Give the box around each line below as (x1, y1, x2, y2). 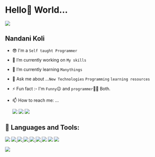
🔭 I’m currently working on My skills (12, 57, 87, 63)
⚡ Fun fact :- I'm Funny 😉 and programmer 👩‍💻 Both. (12, 86, 111, 91)
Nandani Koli (5, 34, 45, 43)
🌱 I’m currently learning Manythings (12, 66, 83, 72)
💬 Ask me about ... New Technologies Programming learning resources (12, 76, 150, 82)
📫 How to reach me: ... (12, 97, 59, 103)
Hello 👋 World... (5, 4, 68, 16)
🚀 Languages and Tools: (5, 123, 80, 132)
